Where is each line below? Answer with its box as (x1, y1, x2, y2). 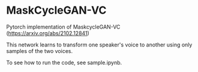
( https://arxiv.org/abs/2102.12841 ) (6, 29, 90, 36)
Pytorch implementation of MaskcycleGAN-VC (6, 23, 121, 30)
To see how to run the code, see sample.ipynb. (6, 59, 122, 66)
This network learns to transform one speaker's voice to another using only (6, 41, 193, 48)
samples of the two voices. (6, 47, 73, 54)
